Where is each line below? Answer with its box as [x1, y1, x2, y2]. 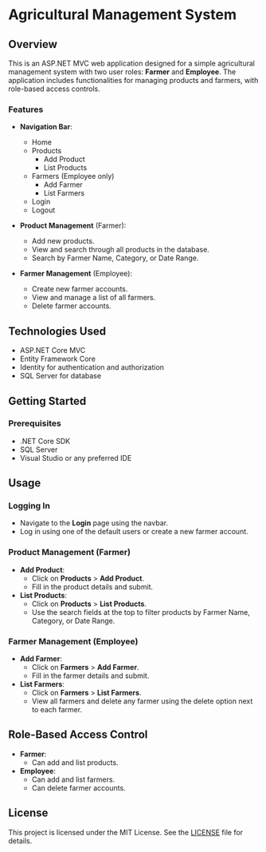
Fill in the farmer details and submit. [31, 671, 150, 680]
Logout [31, 205, 56, 215]
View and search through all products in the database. [31, 245, 209, 255]
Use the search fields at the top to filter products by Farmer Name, [31, 607, 251, 616]
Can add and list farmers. [31, 775, 115, 784]
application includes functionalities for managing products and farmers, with [8, 76, 259, 85]
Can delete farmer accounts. [31, 783, 126, 792]
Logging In [8, 501, 50, 512]
